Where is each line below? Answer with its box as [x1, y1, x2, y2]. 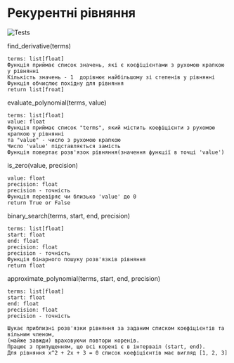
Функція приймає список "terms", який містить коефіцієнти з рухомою [7, 124, 216, 131]
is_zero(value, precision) [7, 161, 79, 169]
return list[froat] [7, 86, 65, 93]
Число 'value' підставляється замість [7, 143, 121, 150]
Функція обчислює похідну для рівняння [7, 79, 124, 87]
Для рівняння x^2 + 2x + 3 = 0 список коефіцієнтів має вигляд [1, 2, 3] [7, 349, 228, 356]
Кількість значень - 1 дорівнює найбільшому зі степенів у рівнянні [7, 74, 216, 81]
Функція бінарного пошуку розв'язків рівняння [7, 256, 146, 263]
